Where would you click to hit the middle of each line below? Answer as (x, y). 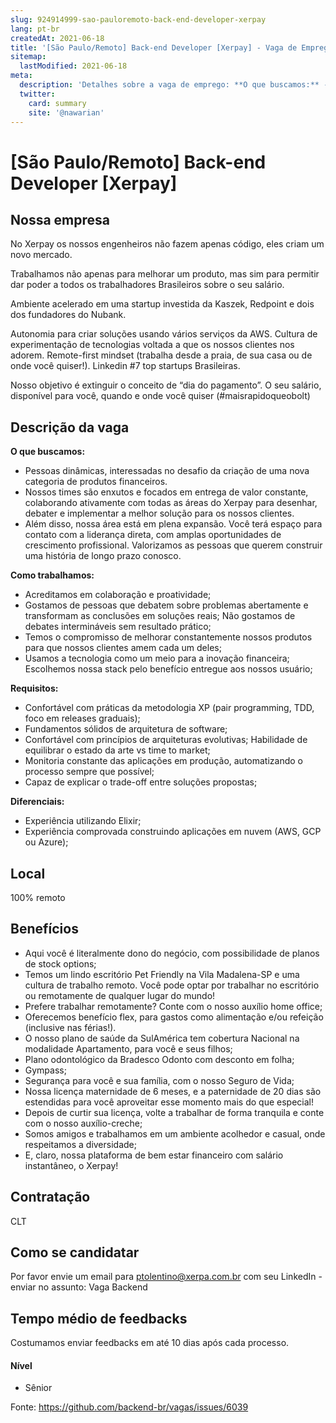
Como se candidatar (75, 1252)
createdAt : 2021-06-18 (57, 38)
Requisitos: (34, 688)
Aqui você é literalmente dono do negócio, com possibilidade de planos (172, 953)
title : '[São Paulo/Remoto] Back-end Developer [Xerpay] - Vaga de (154, 47)
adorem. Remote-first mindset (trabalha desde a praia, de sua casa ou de (161, 355)
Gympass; (45, 1070)
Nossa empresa (60, 219)
